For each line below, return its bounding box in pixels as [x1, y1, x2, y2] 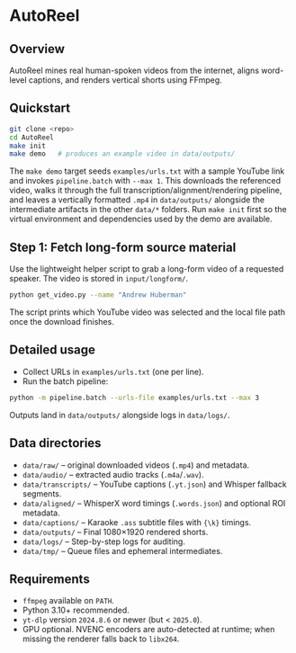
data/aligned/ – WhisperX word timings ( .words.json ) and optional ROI [22, 497, 286, 508]
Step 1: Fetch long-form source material [9, 239, 237, 255]
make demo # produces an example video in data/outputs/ [9, 149, 236, 158]
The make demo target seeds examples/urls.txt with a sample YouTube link [9, 165, 285, 176]
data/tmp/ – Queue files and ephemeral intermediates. [22, 545, 223, 556]
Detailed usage [9, 343, 96, 358]
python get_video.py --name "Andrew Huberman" [9, 291, 187, 300]
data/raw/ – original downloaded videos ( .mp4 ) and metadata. [22, 460, 250, 470]
